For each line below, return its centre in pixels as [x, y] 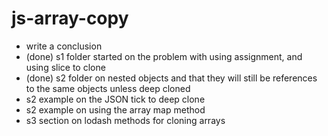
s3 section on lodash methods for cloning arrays [125, 120]
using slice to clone [65, 67]
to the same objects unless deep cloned [108, 88]
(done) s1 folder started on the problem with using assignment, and [164, 56]
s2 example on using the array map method [115, 109]
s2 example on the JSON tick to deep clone [115, 99]
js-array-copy [70, 18]
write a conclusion [64, 46]
